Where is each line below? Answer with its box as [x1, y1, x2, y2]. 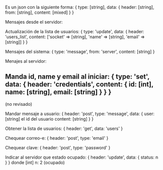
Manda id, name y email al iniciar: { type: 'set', [5, 73, 150, 81]
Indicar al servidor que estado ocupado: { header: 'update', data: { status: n [5, 154, 159, 160]
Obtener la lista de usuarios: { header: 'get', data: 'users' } [5, 126, 123, 131]
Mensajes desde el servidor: [5, 19, 63, 25]
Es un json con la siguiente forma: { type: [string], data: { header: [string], [5, 4, 155, 10]
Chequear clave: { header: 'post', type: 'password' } [5, 144, 111, 150]
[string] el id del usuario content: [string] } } [5, 116, 94, 122]
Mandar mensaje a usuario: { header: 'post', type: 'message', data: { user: [5, 111, 155, 117]
